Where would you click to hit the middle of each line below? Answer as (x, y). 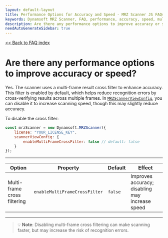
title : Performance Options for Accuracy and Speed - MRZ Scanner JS (79, 15)
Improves (141, 176)
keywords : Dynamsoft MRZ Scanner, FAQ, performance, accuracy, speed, (80, 19)
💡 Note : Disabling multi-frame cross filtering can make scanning (83, 225)
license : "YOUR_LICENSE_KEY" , (46, 132)
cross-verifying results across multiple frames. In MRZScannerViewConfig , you (84, 98)
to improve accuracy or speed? (71, 74)
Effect (145, 168)
